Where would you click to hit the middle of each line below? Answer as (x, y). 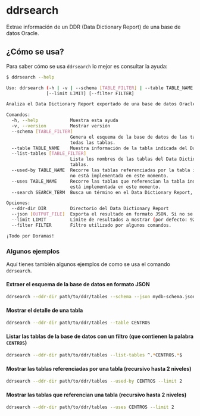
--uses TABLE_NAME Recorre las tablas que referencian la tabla (98, 181)
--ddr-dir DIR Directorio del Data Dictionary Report (90, 209)
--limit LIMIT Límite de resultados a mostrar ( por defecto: (99, 220)
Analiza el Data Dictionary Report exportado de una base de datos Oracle (101, 104)
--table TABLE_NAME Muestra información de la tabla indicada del (99, 148)
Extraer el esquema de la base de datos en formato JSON (78, 284)
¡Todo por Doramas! (30, 236)
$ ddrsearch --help (30, 77)
